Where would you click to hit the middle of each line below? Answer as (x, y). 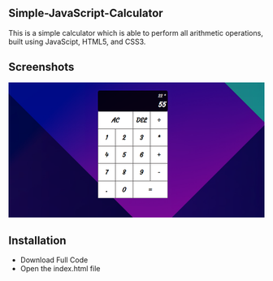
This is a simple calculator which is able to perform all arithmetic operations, (136, 32)
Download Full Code (54, 260)
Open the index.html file (60, 269)
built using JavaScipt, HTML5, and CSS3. (77, 41)
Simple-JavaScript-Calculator (86, 13)
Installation (37, 240)
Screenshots (41, 67)
